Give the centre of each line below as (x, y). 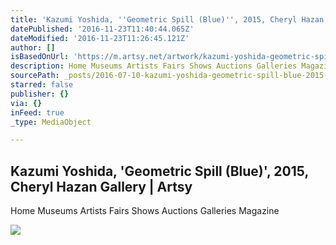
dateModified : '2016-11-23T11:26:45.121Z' (100, 38)
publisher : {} (40, 94)
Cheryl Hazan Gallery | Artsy (101, 186)
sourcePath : (35, 76)
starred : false (42, 85)
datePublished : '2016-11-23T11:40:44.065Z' (102, 29)
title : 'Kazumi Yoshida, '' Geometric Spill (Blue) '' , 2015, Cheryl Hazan (167, 19)
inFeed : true (37, 112)
